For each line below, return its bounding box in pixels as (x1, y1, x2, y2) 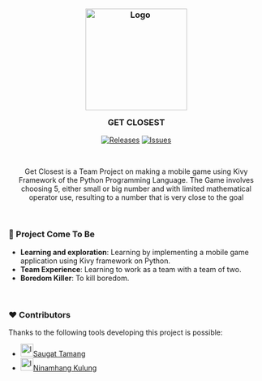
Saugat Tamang (32, 349, 86, 358)
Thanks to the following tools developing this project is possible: (8, 327, 223, 337)
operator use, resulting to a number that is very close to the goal (28, 193, 244, 202)
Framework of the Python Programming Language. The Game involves (19, 175, 254, 185)
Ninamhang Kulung (32, 362, 97, 373)
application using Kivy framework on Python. (19, 256, 171, 266)
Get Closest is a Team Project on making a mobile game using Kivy (24, 167, 248, 176)
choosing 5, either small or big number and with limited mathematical (21, 184, 251, 194)
